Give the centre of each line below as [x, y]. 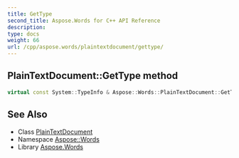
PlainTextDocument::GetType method [93, 76]
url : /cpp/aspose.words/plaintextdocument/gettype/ [85, 47]
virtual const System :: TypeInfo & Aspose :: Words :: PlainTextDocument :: [114, 92]
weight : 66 [23, 41]
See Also [27, 115]
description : [27, 27]
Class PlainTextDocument [55, 132]
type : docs [23, 34]
